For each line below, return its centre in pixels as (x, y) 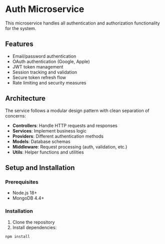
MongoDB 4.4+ (28, 198)
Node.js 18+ (25, 193)
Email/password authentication (44, 56)
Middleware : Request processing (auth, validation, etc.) (70, 146)
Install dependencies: (34, 227)
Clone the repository (33, 222)
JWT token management (38, 66)
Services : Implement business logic (49, 130)
